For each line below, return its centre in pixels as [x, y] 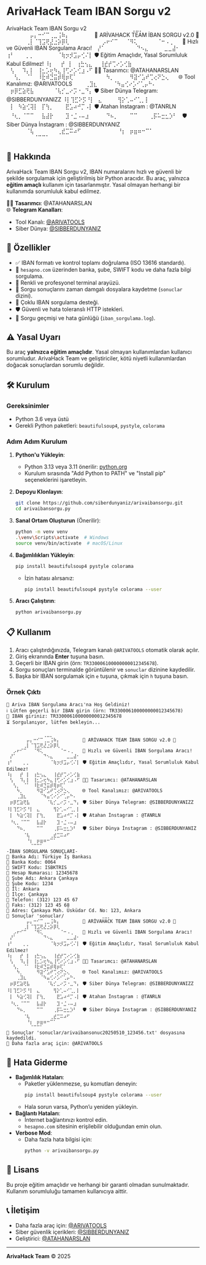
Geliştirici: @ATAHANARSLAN [53, 1238]
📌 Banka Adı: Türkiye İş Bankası [49, 857]
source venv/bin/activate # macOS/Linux [69, 543]
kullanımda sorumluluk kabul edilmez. [54, 191]
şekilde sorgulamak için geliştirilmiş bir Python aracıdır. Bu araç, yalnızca [98, 178]
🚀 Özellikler [29, 248]
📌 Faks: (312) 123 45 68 [38, 905]
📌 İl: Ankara [23, 889]
